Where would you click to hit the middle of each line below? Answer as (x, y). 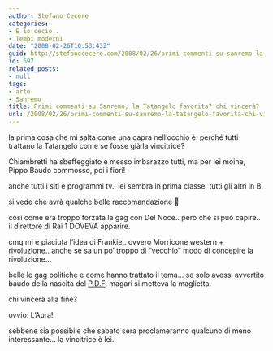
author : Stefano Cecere (49, 16)
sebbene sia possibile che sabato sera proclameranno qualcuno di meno (130, 331)
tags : (17, 84)
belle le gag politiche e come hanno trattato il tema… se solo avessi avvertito (136, 275)
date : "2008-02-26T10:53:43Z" (60, 46)
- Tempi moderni (36, 39)
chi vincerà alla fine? (43, 299)
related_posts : (34, 69)
